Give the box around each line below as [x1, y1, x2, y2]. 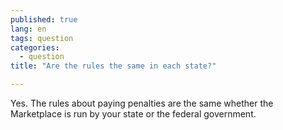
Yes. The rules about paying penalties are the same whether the [10, 97, 274, 109]
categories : [10, 42, 60, 53]
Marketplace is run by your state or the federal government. [10, 108, 257, 120]
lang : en [10, 24, 47, 34]
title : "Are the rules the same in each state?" [10, 61, 217, 71]
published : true [10, 14, 78, 25]
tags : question [10, 33, 74, 43]
